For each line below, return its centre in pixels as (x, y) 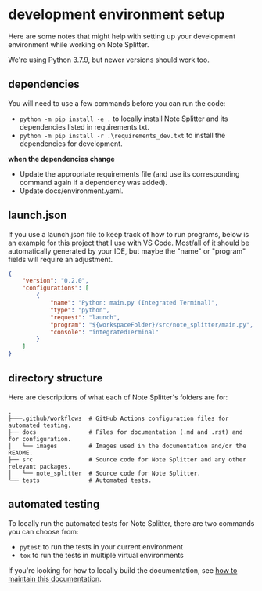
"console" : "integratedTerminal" (104, 332)
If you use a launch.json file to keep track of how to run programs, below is (129, 234)
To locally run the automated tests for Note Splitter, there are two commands (131, 523)
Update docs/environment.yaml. (71, 191)
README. (21, 453)
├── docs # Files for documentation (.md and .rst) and (126, 432)
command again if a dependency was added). (93, 182)
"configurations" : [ (56, 288)
